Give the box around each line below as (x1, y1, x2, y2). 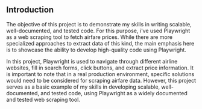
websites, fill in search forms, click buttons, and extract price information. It (6, 64, 194, 71)
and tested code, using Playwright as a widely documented (40, 89, 188, 96)
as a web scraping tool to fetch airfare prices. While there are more (6, 33, 173, 41)
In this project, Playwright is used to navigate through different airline (6, 57, 178, 65)
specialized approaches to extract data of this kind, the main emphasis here (6, 40, 195, 47)
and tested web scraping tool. (6, 96, 80, 103)
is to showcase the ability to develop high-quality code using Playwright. (6, 46, 187, 53)
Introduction (6, 5, 54, 15)
